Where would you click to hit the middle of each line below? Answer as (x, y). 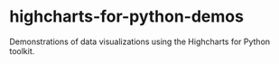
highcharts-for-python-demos (126, 17)
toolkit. (22, 50)
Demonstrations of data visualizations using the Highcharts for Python (140, 41)
